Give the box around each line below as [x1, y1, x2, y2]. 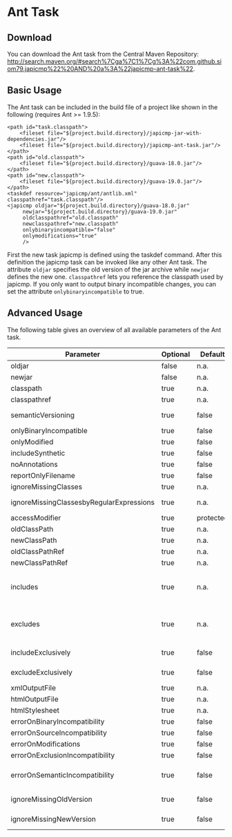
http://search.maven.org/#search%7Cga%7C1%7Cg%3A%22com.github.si [7, 57, 222, 66]
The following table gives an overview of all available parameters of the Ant [7, 325, 222, 334]
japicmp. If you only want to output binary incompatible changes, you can [7, 280, 216, 288]
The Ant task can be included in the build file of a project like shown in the [7, 103, 218, 111]
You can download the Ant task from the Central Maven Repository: [7, 50, 199, 58]
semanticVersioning [10, 410, 75, 420]
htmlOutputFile [10, 694, 59, 704]
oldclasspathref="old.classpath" [22, 214, 119, 221]
